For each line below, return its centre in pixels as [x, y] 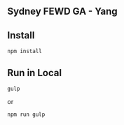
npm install [25, 52]
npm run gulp [26, 115]
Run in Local [34, 73]
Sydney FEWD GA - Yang [62, 12]
